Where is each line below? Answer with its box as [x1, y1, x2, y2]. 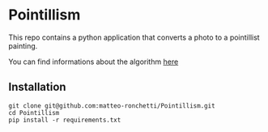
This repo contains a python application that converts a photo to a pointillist [8, 32, 261, 42]
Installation [8, 80, 66, 94]
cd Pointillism [8, 109, 60, 117]
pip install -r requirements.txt [8, 116, 121, 124]
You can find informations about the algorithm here [8, 57, 179, 66]
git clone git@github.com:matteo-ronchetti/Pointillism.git [8, 101, 216, 110]
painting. [8, 40, 38, 50]
